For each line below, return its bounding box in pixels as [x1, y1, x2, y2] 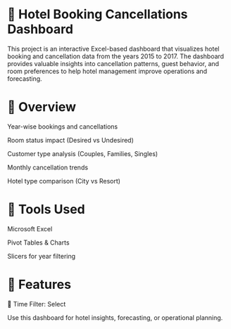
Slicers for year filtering [7, 252, 76, 260]
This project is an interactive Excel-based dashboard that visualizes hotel [7, 44, 220, 53]
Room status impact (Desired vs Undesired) [7, 136, 134, 144]
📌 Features [7, 277, 72, 292]
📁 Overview [7, 99, 76, 115]
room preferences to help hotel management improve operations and [7, 67, 208, 75]
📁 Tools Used [7, 202, 86, 217]
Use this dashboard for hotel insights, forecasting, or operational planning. [7, 313, 223, 322]
